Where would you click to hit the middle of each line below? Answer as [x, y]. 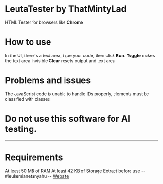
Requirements [34, 157]
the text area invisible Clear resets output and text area [60, 61]
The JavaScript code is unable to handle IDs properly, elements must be [77, 94]
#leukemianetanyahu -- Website [37, 176]
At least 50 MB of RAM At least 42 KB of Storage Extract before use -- [75, 171]
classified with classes [27, 99]
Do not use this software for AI [67, 119]
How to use [28, 42]
